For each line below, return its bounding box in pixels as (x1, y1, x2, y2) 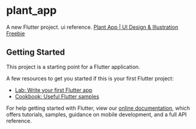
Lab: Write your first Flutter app (14, 86, 93, 94)
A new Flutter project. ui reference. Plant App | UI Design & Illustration (6, 23, 179, 31)
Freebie (6, 29, 25, 37)
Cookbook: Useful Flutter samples (14, 92, 99, 100)
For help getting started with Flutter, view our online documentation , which (6, 104, 191, 112)
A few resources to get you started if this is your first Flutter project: (6, 74, 174, 82)
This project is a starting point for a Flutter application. (6, 63, 140, 70)
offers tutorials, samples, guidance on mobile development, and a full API (6, 110, 187, 118)
